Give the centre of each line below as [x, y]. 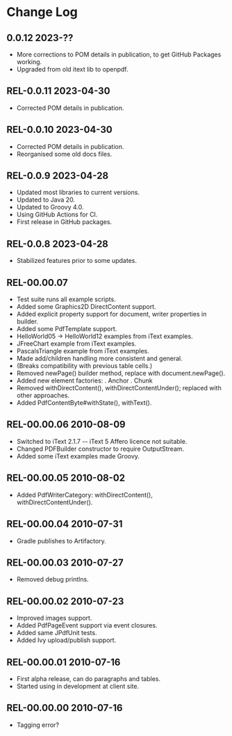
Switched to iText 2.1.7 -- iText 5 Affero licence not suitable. [102, 441]
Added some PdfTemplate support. [67, 329]
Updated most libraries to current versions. [78, 193]
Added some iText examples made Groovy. [78, 456]
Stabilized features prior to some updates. [76, 261]
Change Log [42, 12]
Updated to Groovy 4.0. [50, 207]
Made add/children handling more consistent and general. [100, 358]
